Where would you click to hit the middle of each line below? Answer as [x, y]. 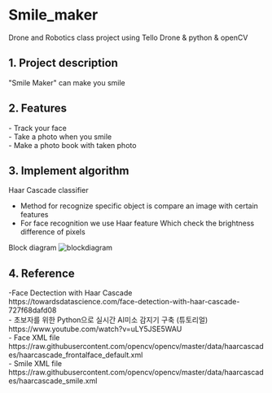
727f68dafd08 [33, 310]
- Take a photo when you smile [60, 137]
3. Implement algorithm [69, 170]
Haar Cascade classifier [48, 190]
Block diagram [33, 248]
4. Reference [42, 273]
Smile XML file [38, 364]
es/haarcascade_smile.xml [53, 381]
